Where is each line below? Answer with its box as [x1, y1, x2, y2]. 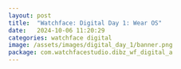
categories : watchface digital [8, 33, 112, 42]
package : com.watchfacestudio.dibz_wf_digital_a [8, 48, 173, 56]
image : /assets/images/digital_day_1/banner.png [8, 41, 173, 49]
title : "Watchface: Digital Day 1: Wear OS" [8, 19, 162, 27]
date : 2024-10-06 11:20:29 [8, 26, 105, 34]
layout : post [8, 11, 52, 20]
